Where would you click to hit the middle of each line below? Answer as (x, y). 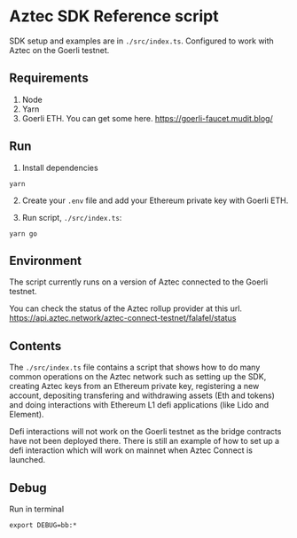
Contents (35, 346)
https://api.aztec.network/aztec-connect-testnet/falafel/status (123, 318)
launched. (27, 460)
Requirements (49, 78)
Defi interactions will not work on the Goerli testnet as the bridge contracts (145, 432)
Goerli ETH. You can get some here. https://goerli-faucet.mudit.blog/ (147, 118)
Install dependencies (60, 168)
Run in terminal (37, 509)
